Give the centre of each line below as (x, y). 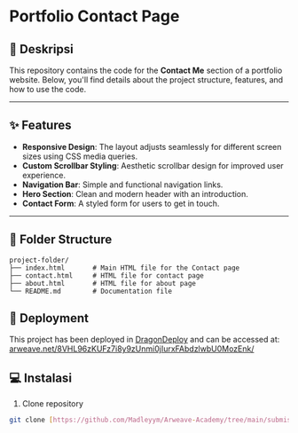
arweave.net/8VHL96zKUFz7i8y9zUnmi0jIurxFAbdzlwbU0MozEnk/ (132, 349)
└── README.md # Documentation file (91, 291)
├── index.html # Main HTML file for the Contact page (125, 268)
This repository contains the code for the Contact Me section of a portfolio (146, 70)
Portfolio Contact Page (94, 16)
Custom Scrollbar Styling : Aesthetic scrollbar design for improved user (153, 165)
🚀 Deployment (49, 318)
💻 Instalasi (41, 378)
